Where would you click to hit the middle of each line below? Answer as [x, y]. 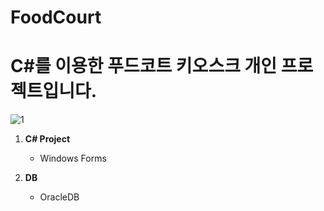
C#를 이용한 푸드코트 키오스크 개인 [144, 66]
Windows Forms [73, 158]
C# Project [47, 139]
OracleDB [59, 197]
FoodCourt [56, 17]
